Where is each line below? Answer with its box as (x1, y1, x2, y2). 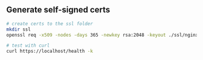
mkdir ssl (6, 26, 31, 32)
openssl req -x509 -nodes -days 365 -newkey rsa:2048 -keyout (6, 32, 166, 38)
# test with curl (6, 43, 50, 49)
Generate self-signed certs (6, 5, 111, 15)
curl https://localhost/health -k (6, 48, 94, 55)
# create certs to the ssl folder (6, 20, 94, 26)
